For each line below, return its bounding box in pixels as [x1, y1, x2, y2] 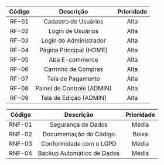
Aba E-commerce [49, 56, 98, 63]
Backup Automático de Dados [37, 149, 120, 157]
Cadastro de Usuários [43, 18, 104, 25]
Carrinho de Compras [43, 65, 104, 73]
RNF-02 [9, 130, 32, 138]
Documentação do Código [42, 130, 115, 138]
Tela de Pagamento [46, 75, 101, 83]
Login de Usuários [48, 27, 99, 35]
